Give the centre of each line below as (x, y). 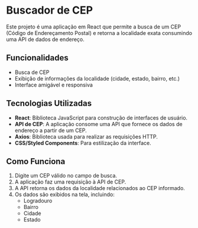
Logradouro (38, 201)
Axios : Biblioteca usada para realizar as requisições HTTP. (86, 136)
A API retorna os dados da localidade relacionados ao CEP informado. (100, 188)
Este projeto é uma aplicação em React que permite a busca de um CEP (94, 27)
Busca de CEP (32, 72)
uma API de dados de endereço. (45, 39)
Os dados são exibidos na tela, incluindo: (65, 195)
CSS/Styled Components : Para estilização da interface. (83, 143)
